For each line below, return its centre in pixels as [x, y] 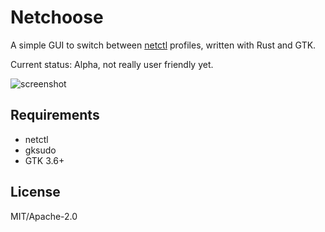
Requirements [55, 115]
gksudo [40, 150]
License [35, 192]
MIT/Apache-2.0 [44, 216]
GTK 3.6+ [44, 160]
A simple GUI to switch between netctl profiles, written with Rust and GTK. [163, 45]
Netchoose [57, 17]
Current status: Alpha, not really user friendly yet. [112, 64]
